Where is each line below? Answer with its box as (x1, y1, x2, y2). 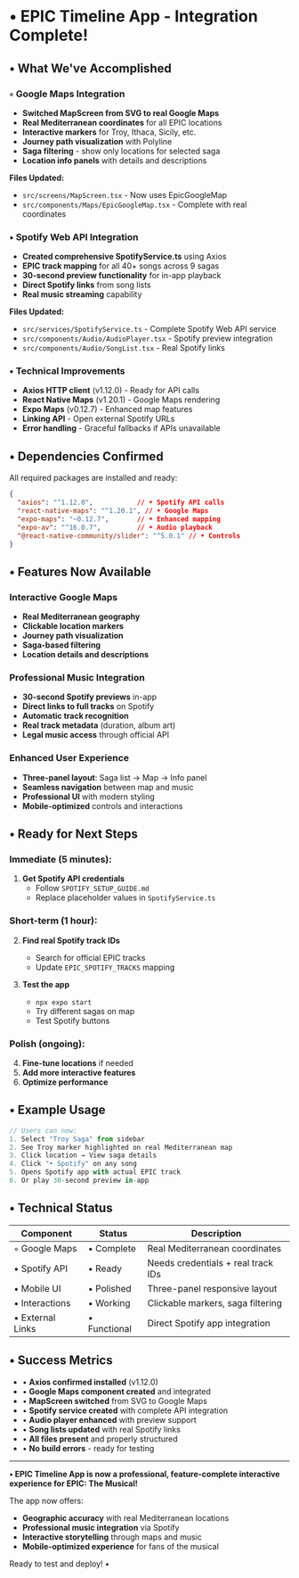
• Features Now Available (9, 564, 151, 579)
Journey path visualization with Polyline (21, 136, 173, 146)
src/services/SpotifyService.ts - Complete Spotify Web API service (21, 324, 277, 335)
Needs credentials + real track (147, 1256, 274, 1268)
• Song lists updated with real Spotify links (21, 1424, 181, 1434)
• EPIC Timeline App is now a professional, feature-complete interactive (9, 1468, 280, 1479)
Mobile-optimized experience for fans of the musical (21, 1541, 220, 1551)
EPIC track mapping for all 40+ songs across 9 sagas (21, 260, 220, 271)
